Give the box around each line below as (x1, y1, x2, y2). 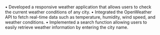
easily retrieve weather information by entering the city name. (5, 24, 129, 30)
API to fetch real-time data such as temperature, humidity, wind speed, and (5, 14, 156, 20)
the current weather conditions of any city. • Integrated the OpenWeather (5, 9, 152, 15)
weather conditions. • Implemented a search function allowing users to (5, 19, 147, 25)
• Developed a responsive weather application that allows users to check (5, 4, 152, 10)
